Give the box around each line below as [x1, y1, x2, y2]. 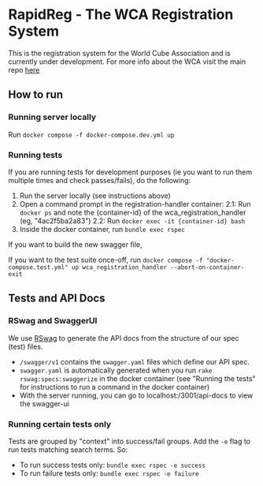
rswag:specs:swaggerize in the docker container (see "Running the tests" [19, 373, 256, 383]
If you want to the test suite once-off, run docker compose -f [8, 255, 203, 264]
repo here [8, 65, 40, 74]
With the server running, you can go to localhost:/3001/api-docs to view [19, 391, 254, 400]
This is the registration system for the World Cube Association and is [8, 48, 231, 58]
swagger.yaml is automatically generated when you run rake [19, 365, 213, 375]
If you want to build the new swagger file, [8, 239, 143, 249]
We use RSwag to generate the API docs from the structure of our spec [8, 333, 239, 342]
